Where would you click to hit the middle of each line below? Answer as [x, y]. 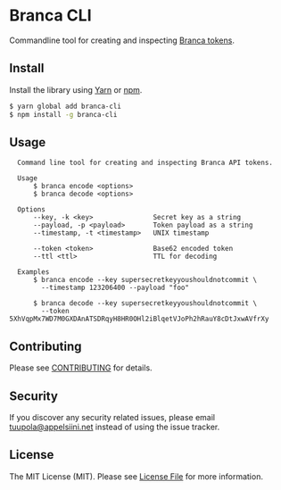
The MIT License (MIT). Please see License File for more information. [136, 476]
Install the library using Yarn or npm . [76, 89]
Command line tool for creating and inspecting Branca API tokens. [145, 163]
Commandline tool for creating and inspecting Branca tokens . [122, 40]
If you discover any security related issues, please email [112, 417]
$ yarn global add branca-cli [66, 106]
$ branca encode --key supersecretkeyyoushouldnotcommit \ [145, 280]
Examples [33, 272]
